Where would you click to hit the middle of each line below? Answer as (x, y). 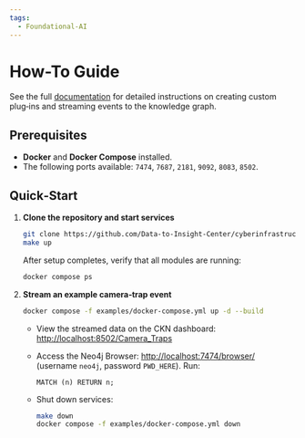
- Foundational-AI (53, 26)
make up (37, 243)
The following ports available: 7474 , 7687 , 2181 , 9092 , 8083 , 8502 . (141, 167)
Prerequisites (48, 135)
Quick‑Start (44, 196)
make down (55, 416)
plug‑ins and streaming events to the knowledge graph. (113, 107)
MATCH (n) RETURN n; (75, 382)
